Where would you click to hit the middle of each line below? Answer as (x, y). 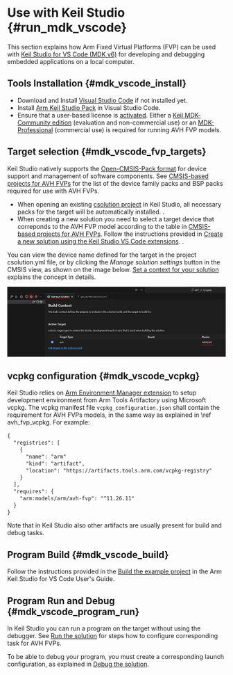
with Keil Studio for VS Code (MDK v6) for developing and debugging (106, 54)
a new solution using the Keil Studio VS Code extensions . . (101, 241)
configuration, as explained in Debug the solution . (78, 664)
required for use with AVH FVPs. (53, 191)
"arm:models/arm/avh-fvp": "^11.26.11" (77, 499)
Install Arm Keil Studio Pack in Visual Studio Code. (89, 108)
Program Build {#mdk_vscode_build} (88, 555)
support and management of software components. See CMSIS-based (108, 176)
